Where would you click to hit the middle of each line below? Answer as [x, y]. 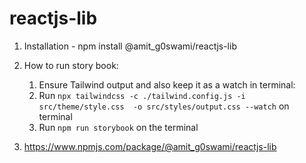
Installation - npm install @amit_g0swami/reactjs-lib [130, 46]
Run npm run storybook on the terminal [118, 127]
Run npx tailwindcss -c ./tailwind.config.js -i [142, 95]
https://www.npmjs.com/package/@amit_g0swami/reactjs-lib [150, 146]
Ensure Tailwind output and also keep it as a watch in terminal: [167, 84]
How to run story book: [71, 65]
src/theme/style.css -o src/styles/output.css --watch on [164, 106]
